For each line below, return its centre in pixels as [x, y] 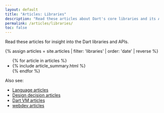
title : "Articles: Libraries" [36, 14]
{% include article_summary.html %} [49, 66]
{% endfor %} [26, 71]
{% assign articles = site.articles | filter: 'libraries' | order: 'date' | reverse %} [82, 51]
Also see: [14, 81]
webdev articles [28, 106]
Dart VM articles [29, 100]
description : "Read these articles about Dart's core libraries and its [81, 19]
